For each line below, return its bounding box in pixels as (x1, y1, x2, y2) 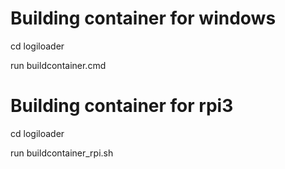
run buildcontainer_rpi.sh (10, 147, 114, 159)
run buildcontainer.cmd (10, 59, 107, 71)
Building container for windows (10, 7, 277, 30)
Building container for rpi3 (10, 95, 234, 117)
